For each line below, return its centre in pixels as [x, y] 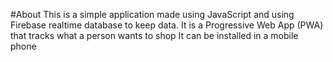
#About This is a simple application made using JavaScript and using [152, 14]
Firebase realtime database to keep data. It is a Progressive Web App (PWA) [167, 25]
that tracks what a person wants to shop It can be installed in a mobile [154, 35]
